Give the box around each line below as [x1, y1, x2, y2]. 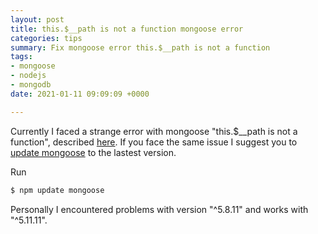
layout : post [10, 14, 65, 25]
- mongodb [10, 80, 52, 90]
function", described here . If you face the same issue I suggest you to [10, 136, 298, 148]
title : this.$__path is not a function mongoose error [10, 24, 244, 34]
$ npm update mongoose [10, 185, 105, 195]
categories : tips [10, 33, 83, 43]
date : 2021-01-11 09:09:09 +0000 [10, 89, 150, 99]
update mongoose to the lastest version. [10, 146, 177, 158]
